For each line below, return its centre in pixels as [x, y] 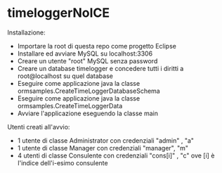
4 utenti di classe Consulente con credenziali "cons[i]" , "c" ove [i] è [116, 155]
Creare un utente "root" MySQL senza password [87, 60]
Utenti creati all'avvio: [39, 127]
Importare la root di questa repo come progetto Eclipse [97, 46]
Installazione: [26, 32]
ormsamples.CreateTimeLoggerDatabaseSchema [89, 91]
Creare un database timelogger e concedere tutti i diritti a [100, 68]
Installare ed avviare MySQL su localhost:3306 [85, 53]
